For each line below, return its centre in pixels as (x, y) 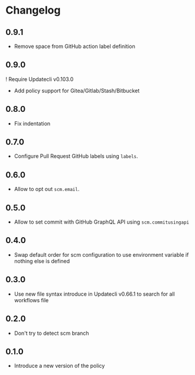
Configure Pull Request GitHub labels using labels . (76, 156)
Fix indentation (32, 123)
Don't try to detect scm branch (51, 333)
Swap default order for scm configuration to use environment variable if (101, 254)
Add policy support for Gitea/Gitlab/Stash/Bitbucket (77, 90)
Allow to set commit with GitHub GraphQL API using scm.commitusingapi (102, 222)
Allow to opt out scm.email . (47, 189)
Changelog (33, 10)
